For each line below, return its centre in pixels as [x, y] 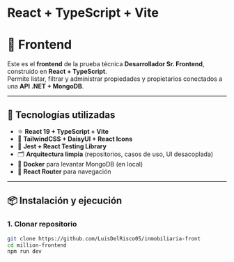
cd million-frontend [37, 245]
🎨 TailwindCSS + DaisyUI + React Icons [75, 139]
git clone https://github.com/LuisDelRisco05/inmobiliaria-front [104, 238]
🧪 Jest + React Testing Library [62, 146]
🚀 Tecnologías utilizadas [61, 115]
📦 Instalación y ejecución [65, 201]
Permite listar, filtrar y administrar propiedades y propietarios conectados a [115, 79]
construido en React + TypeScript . [57, 72]
